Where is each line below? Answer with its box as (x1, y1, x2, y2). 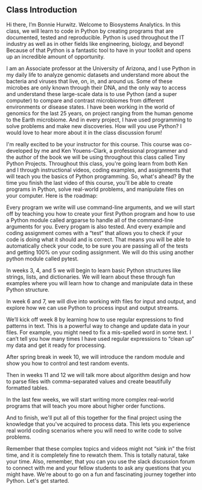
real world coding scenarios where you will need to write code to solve (6, 427, 182, 434)
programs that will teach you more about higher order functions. (6, 402, 166, 410)
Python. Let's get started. (6, 477, 69, 484)
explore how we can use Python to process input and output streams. (6, 304, 179, 311)
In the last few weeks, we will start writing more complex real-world (6, 396, 174, 403)
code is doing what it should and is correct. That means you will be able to (6, 236, 191, 243)
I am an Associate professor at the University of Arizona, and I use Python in (6, 65, 196, 72)
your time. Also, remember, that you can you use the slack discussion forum (6, 457, 195, 465)
